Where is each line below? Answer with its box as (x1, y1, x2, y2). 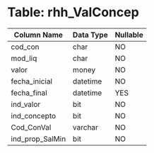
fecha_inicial (11, 76, 53, 86)
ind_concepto (11, 110, 57, 120)
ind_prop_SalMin (11, 134, 66, 144)
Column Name (13, 30, 64, 40)
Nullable (114, 30, 143, 40)
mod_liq (11, 53, 37, 63)
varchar (73, 122, 99, 132)
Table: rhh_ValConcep (7, 4, 139, 21)
